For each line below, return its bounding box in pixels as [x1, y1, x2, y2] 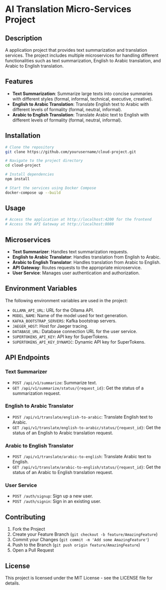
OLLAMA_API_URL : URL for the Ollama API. [12, 307, 94, 313]
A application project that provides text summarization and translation [5, 47, 147, 53]
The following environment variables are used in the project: [5, 297, 128, 303]
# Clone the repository [5, 144, 55, 150]
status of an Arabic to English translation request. [12, 470, 113, 475]
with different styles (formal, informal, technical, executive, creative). [12, 96, 153, 102]
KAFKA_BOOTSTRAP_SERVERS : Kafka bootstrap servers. [12, 318, 117, 324]
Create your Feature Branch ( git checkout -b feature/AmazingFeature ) [12, 531, 158, 537]
